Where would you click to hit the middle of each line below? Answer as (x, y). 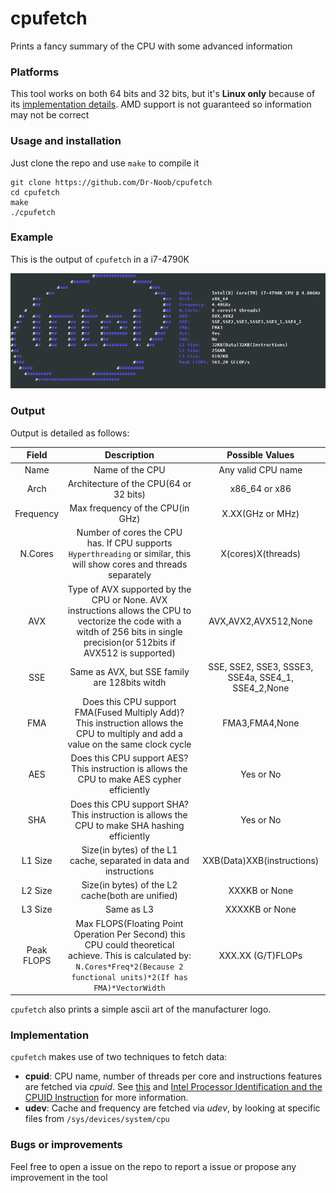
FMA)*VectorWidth (129, 988)
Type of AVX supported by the (129, 589)
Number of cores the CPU (129, 533)
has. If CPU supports (129, 543)
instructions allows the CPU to (129, 610)
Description (129, 455)
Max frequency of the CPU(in (129, 508)
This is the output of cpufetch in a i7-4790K (100, 259)
